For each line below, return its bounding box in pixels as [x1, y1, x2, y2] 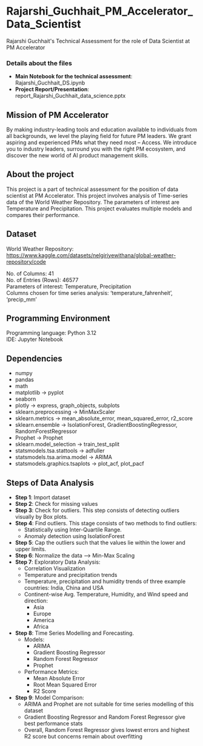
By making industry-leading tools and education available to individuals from [6, 126, 198, 133]
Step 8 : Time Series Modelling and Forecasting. [15, 629, 135, 637]
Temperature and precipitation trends [24, 572, 118, 579]
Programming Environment [6, 313, 110, 323]
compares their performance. [6, 211, 80, 218]
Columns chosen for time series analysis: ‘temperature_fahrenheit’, [6, 289, 173, 296]
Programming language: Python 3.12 [6, 330, 97, 337]
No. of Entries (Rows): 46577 [6, 276, 79, 283]
